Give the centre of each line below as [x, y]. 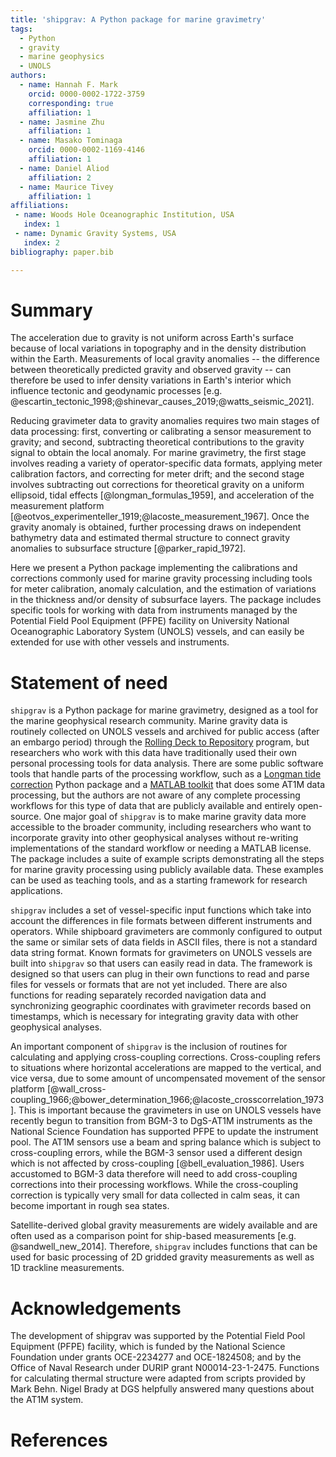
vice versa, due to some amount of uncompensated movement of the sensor [168, 1078]
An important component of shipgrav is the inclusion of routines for [149, 1047]
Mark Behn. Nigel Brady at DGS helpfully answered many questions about [162, 1389]
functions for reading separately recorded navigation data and [138, 995]
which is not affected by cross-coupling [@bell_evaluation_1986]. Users [157, 1163]
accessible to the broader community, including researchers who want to [161, 827]
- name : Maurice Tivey [66, 187]
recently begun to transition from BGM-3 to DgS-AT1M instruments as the [161, 1121]
